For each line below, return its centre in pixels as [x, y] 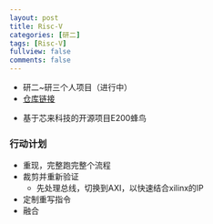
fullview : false [40, 52]
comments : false [40, 60]
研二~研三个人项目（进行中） [77, 87]
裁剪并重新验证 [51, 177]
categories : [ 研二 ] [45, 35]
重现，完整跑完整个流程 [66, 166]
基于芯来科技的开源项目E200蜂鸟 [85, 118]
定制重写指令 [46, 199]
